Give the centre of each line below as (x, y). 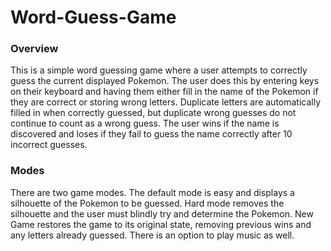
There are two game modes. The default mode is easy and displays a (152, 192)
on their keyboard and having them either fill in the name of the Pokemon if (164, 92)
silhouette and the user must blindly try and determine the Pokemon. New (162, 213)
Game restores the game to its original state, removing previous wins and (161, 224)
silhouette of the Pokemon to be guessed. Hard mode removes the (147, 203)
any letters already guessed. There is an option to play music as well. (152, 235)
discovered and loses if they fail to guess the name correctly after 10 (151, 134)
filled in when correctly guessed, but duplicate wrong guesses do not (153, 113)
